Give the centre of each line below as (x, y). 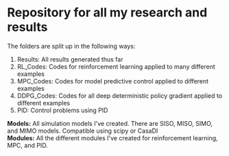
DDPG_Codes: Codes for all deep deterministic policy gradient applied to (120, 95)
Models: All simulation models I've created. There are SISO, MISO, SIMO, (110, 123)
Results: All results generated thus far (70, 59)
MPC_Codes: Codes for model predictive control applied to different (113, 81)
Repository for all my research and (107, 13)
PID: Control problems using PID (62, 110)
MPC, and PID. (27, 145)
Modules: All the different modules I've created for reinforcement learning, (112, 138)
